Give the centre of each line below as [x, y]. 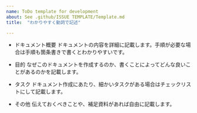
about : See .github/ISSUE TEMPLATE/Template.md [66, 17]
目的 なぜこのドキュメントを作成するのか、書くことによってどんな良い [100, 64]
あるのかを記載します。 [53, 72]
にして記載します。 [43, 92]
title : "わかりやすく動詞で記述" [44, 22]
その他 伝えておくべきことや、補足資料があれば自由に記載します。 [95, 104]
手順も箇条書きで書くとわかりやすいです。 [76, 52]
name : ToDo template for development [52, 11]
